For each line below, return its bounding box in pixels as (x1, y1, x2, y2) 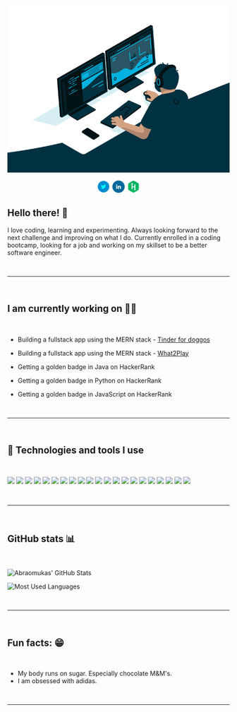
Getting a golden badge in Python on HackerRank (17, 376, 162, 385)
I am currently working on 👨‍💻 (7, 303, 138, 315)
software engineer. (7, 248, 62, 257)
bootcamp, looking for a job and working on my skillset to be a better (7, 241, 207, 249)
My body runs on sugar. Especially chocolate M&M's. (17, 669, 173, 678)
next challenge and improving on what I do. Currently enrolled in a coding (7, 233, 221, 241)
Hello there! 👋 (7, 207, 68, 219)
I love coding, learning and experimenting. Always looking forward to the (7, 226, 219, 234)
